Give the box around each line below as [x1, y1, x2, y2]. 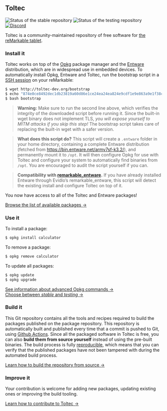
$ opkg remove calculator [5, 254, 59, 259]
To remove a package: [5, 244, 51, 250]
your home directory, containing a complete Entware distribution [17, 141, 150, 147]
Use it [5, 214, 20, 221]
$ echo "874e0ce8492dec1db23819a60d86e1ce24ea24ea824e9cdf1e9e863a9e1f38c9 [5, 91, 166, 96]
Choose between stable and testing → [5, 291, 83, 297]
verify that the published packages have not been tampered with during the [5, 347, 160, 353]
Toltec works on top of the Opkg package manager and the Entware [5, 61, 144, 67]
